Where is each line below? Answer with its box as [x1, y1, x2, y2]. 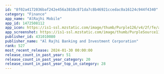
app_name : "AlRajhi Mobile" [5, 16, 62, 21]
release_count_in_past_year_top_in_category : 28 [5, 61, 106, 66]
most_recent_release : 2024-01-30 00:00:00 [5, 48, 93, 53]
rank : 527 [5, 43, 25, 48]
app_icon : [5, 25, 25, 30]
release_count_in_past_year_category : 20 [5, 57, 91, 62]
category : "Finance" [5, 12, 47, 17]
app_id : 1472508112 [5, 20, 45, 26]
